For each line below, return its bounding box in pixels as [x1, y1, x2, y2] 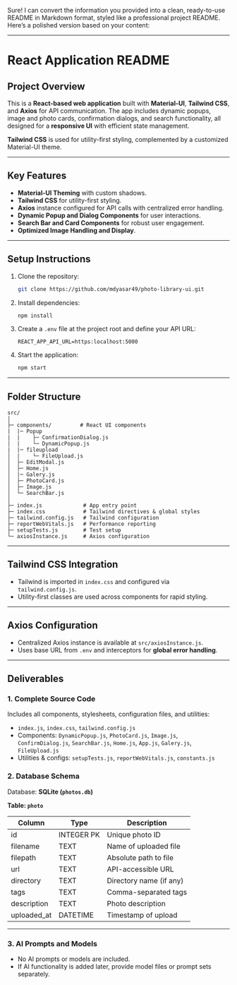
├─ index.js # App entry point [7, 502, 138, 509]
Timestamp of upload [107, 910, 178, 920]
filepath [11, 852, 37, 862]
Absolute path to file [107, 852, 174, 862]
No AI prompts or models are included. [17, 955, 130, 963]
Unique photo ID [107, 830, 161, 840]
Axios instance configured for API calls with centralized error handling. [17, 203, 224, 212]
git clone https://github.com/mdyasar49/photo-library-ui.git [17, 285, 205, 292]
